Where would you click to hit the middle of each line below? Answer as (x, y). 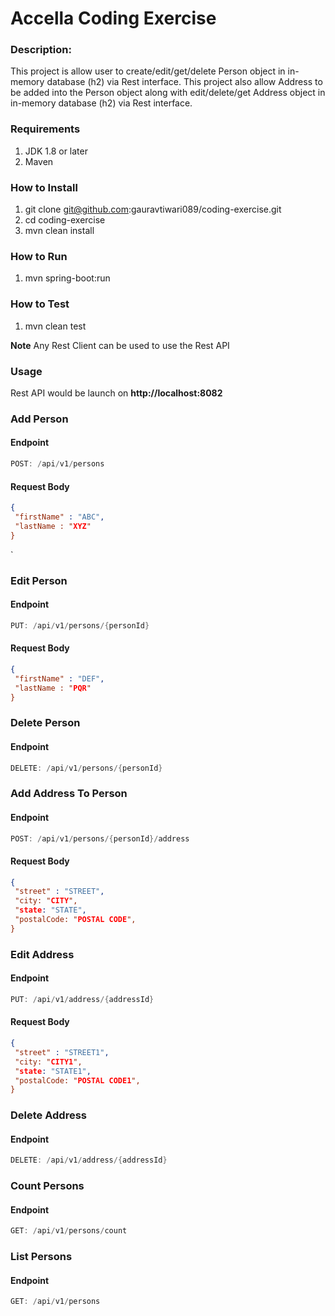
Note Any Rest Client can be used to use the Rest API (120, 345)
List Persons (41, 1257)
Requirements (45, 129)
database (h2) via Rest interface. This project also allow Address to (184, 82)
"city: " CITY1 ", (48, 1062)
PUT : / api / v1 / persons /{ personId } (80, 625)
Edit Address (42, 954)
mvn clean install (59, 231)
